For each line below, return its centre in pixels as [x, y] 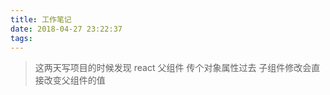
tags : [21, 38]
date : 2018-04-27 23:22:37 [66, 29]
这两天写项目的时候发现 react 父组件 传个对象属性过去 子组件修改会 [173, 68]
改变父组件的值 [74, 80]
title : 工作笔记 [41, 19]
